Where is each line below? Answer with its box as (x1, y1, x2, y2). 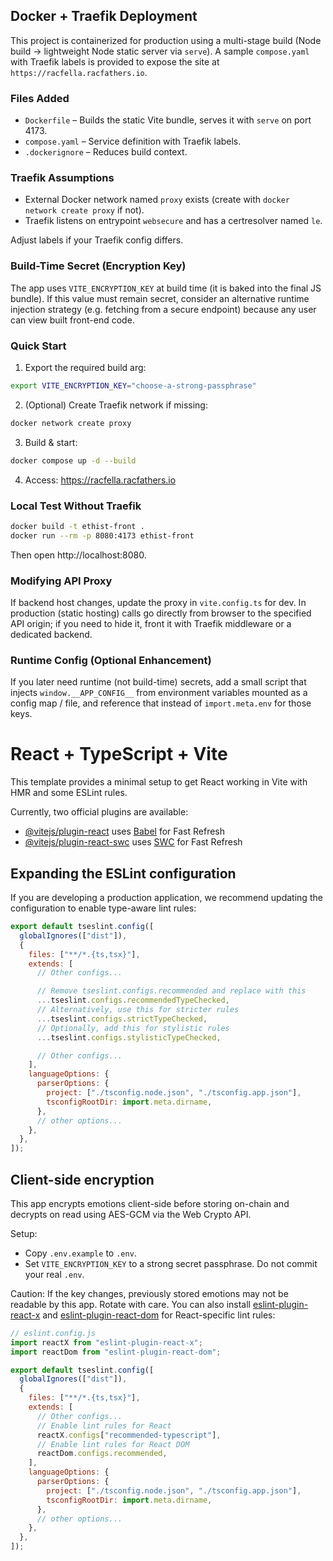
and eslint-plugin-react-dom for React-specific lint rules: (42, 1309, 276, 1321)
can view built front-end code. (10, 314, 135, 326)
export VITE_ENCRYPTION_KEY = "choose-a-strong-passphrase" (10, 381, 257, 391)
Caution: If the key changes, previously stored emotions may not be (10, 1287, 289, 1299)
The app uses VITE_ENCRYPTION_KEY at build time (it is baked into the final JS (10, 282, 322, 294)
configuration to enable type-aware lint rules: (10, 902, 197, 914)
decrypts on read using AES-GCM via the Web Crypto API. (10, 1208, 252, 1220)
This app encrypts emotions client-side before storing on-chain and (10, 1197, 290, 1209)
